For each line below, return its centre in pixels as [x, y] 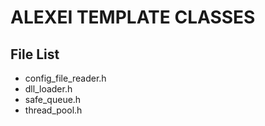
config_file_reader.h [65, 78]
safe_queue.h [53, 99]
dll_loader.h [48, 89]
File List [35, 54]
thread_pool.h [53, 110]
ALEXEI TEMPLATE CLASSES [133, 17]
